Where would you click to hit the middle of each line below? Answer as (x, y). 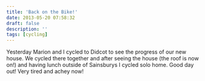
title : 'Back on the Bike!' (42, 12)
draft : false (23, 23)
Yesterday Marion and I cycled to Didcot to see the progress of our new (96, 52)
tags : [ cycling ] (27, 35)
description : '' (27, 29)
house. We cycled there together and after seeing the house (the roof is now (102, 58)
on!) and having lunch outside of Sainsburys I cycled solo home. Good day (100, 65)
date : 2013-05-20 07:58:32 (41, 18)
